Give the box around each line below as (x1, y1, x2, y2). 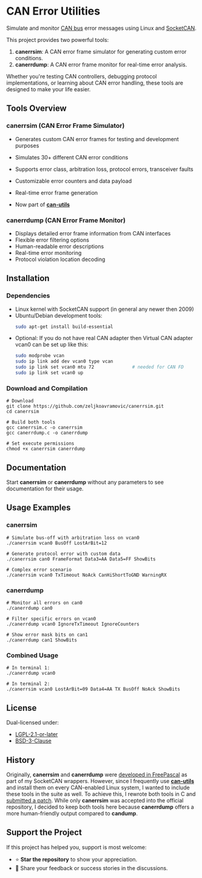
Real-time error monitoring (15, 249, 82, 256)
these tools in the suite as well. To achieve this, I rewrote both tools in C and (6, 790, 196, 798)
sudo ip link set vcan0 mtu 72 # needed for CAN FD (15, 364, 184, 371)
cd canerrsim (6, 409, 39, 415)
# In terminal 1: (6, 665, 50, 671)
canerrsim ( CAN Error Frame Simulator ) (6, 122, 125, 130)
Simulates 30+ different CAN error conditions (15, 153, 129, 161)
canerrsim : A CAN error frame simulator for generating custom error (15, 47, 187, 55)
